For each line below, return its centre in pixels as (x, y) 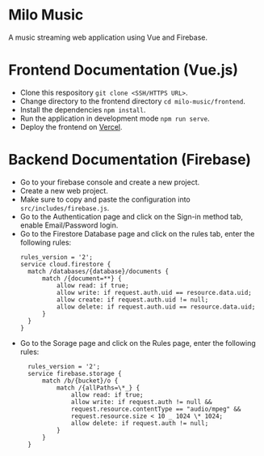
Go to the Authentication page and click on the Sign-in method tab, (132, 216)
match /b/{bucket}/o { (80, 381)
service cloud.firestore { (65, 264)
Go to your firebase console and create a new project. (110, 182)
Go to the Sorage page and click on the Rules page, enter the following (138, 343)
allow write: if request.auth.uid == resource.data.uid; (154, 292)
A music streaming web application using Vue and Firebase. (108, 37)
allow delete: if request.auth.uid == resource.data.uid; (156, 307)
